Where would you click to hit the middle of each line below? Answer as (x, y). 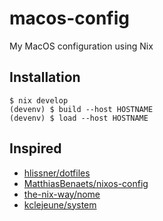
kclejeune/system (60, 204)
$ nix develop (39, 100)
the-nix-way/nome (62, 194)
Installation (45, 77)
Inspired (35, 148)
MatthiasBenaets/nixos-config (86, 183)
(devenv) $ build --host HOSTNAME (81, 109)
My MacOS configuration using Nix (81, 46)
